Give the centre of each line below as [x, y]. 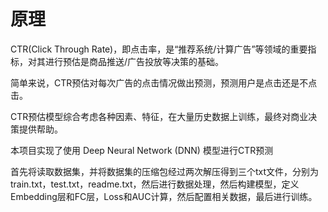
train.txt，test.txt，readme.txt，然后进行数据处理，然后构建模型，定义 [155, 184]
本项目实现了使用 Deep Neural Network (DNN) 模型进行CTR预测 [142, 150]
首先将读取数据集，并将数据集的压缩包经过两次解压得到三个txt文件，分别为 [165, 171]
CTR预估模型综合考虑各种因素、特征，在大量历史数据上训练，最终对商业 [159, 116]
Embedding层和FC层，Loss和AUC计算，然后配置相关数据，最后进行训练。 [164, 196]
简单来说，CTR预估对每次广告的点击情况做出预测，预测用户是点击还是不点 [164, 82]
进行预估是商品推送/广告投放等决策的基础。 [134, 61]
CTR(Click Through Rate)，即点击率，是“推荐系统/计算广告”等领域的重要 [159, 49]
